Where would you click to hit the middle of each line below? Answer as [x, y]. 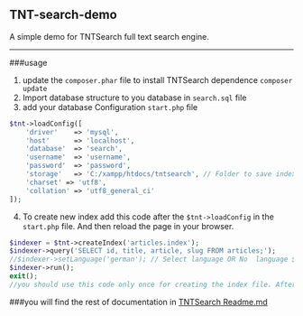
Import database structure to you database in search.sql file [134, 98]
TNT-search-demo [63, 15]
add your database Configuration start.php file [110, 107]
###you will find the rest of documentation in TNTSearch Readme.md [138, 302]
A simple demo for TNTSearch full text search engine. [110, 36]
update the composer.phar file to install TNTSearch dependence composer [157, 79]
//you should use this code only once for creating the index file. [141, 284]
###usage [28, 62]
